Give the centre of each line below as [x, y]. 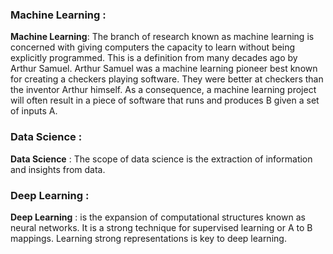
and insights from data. [58, 169]
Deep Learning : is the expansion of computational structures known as [158, 217]
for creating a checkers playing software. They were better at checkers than [167, 79]
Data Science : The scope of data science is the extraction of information [161, 159]
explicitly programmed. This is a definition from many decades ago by [154, 58]
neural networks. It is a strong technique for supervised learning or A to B [161, 227]
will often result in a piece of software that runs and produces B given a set [165, 100]
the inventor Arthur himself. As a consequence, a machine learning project [163, 90]
